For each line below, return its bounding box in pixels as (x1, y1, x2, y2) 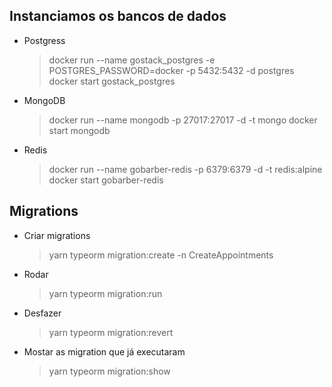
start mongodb (48, 124, 111, 136)
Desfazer (23, 307, 62, 319)
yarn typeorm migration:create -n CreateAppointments (48, 249, 274, 261)
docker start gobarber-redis (48, 174, 164, 186)
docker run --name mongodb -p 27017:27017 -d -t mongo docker (48, 114, 318, 126)
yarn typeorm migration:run (48, 287, 163, 299)
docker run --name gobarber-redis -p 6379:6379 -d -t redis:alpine (48, 163, 323, 175)
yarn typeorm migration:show (48, 365, 171, 377)
